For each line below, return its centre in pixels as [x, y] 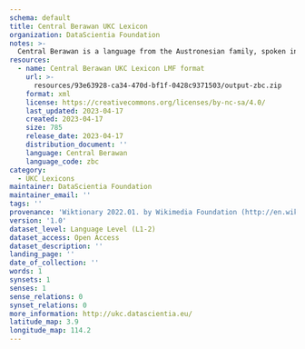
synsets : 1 [30, 280]
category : [28, 170]
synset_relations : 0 [49, 305]
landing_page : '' [42, 254]
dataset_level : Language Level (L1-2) [83, 229]
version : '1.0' [38, 220]
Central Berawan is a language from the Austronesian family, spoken [152, 52]
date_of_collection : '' [54, 263]
